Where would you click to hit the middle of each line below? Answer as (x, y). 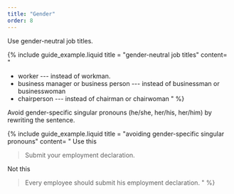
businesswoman (42, 91)
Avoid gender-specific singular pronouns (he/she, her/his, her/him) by (110, 112)
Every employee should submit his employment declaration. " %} (120, 183)
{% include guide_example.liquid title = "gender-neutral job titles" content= (117, 55)
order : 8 (20, 21)
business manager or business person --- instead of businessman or (118, 83)
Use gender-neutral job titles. (50, 41)
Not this (19, 168)
